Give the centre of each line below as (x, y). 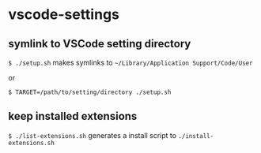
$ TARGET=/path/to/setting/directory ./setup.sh (90, 92)
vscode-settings (64, 15)
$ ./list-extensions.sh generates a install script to (92, 135)
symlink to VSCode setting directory (100, 44)
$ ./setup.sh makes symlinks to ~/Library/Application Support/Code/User (130, 62)
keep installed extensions (73, 116)
